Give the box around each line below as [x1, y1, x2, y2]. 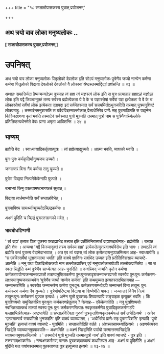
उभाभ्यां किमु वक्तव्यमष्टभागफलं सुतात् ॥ [5, 185, 67, 191]
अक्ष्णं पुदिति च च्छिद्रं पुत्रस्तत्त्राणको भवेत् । [5, 215, 69, 221]
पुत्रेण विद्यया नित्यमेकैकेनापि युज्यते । [5, 176, 62, 181]
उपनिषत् [5, 59, 30, 70]
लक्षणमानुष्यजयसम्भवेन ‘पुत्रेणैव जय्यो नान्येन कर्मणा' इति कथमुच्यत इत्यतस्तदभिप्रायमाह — [5, 277, 140, 283]
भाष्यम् [5, 133, 19, 142]
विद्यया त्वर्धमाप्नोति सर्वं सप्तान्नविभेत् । [5, 195, 63, 201]
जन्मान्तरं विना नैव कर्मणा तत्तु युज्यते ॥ [5, 166, 63, 172]
